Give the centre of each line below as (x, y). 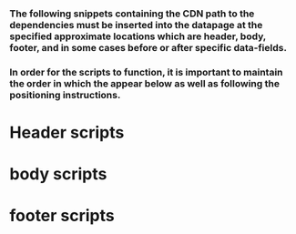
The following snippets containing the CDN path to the (132, 14)
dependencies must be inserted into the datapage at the (136, 25)
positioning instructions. (65, 95)
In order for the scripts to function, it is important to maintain (147, 72)
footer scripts (62, 216)
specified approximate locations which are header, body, (138, 36)
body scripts (58, 174)
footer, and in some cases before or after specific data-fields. (148, 47)
